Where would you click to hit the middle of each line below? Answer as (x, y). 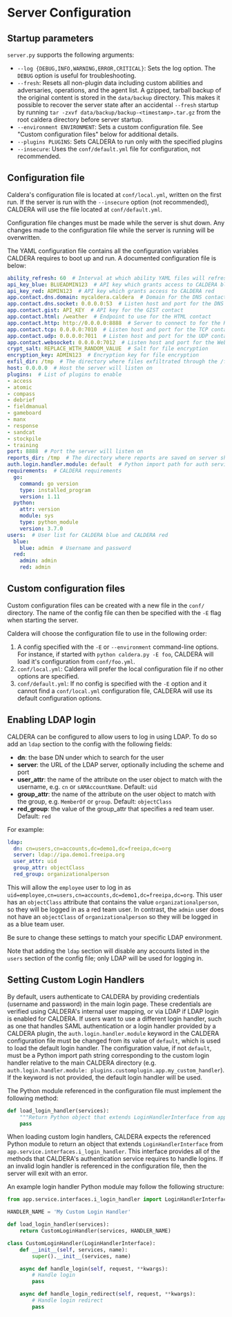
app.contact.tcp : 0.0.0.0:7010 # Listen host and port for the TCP (108, 330)
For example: (26, 829)
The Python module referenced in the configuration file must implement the (115, 1090)
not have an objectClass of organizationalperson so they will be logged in (113, 916)
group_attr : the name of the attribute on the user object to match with (116, 794)
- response (23, 426)
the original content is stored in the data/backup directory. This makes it (119, 97)
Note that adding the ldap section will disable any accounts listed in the (108, 951)
